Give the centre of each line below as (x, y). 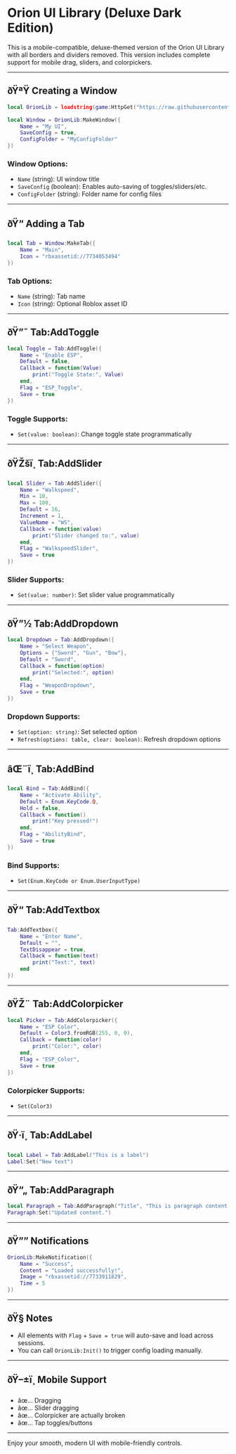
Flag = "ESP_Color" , (50, 1059)
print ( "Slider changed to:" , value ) (86, 535)
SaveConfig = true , (48, 133)
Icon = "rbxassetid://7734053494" (70, 256)
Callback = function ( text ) (59, 956)
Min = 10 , (34, 497)
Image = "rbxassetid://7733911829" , (74, 1277)
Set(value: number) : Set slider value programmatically (96, 595)
